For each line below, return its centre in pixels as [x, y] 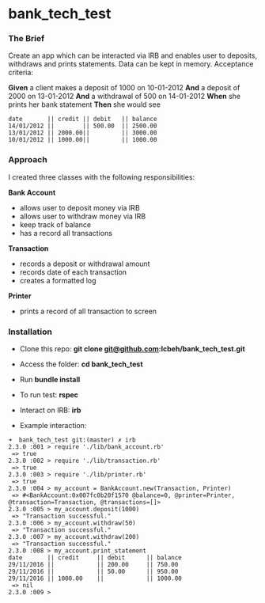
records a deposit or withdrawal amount [85, 264]
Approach [28, 160]
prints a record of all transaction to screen [88, 311]
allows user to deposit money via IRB [79, 207]
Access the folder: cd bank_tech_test [81, 364]
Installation [30, 332]
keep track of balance [55, 224]
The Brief [26, 39]
